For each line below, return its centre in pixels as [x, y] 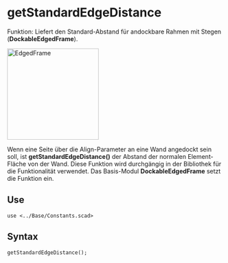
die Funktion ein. [31, 178]
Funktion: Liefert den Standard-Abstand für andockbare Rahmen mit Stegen [114, 32]
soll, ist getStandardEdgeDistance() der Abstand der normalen [97, 156]
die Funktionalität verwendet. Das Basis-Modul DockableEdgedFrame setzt [114, 171]
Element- [201, 156]
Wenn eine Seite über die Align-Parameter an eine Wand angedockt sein [109, 149]
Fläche [16, 164]
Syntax [23, 237]
